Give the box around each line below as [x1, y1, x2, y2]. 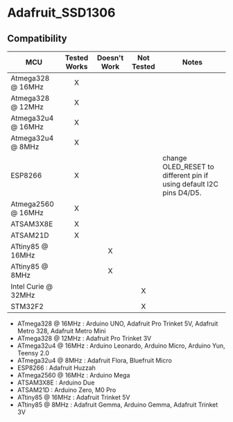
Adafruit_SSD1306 [7, 5, 116, 21]
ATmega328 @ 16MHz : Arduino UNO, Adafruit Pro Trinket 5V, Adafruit [17, 319, 218, 328]
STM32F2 [10, 302, 44, 311]
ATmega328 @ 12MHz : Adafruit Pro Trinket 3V [17, 335, 152, 342]
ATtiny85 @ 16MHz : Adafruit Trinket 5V [17, 394, 130, 401]
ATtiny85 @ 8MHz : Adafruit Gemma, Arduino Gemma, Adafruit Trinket [17, 400, 218, 409]
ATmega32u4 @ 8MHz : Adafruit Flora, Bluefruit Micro [17, 356, 172, 364]
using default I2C [162, 179, 218, 189]
